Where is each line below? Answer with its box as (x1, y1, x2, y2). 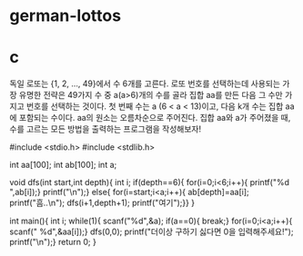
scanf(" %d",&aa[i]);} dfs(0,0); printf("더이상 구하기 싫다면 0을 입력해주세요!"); (9, 226, 294, 237)
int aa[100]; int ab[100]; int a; (9, 160, 117, 171)
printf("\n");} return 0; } (9, 237, 97, 248)
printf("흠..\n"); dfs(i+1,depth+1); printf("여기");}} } (9, 197, 196, 209)
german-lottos (9, 5, 121, 26)
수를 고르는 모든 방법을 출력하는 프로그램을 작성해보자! (9, 123, 202, 134)
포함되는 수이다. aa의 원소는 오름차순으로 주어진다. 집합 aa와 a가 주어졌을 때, (18, 113, 291, 123)
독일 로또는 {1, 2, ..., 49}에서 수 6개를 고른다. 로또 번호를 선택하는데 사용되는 (9, 78, 280, 89)
